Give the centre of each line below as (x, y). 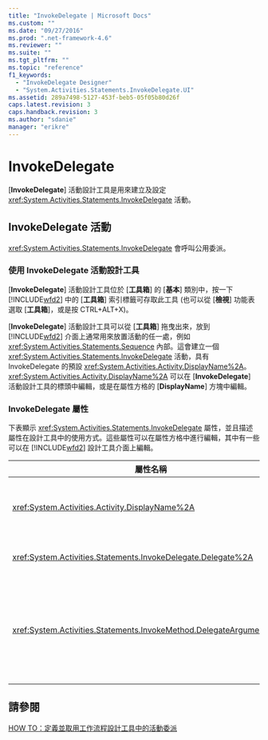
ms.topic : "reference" (46, 68)
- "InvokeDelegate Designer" (64, 82)
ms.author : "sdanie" (43, 120)
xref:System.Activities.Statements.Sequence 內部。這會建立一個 (114, 346)
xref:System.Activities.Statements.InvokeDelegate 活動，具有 (109, 356)
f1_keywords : (30, 75)
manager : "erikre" (39, 127)
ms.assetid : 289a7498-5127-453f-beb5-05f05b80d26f (94, 97)
